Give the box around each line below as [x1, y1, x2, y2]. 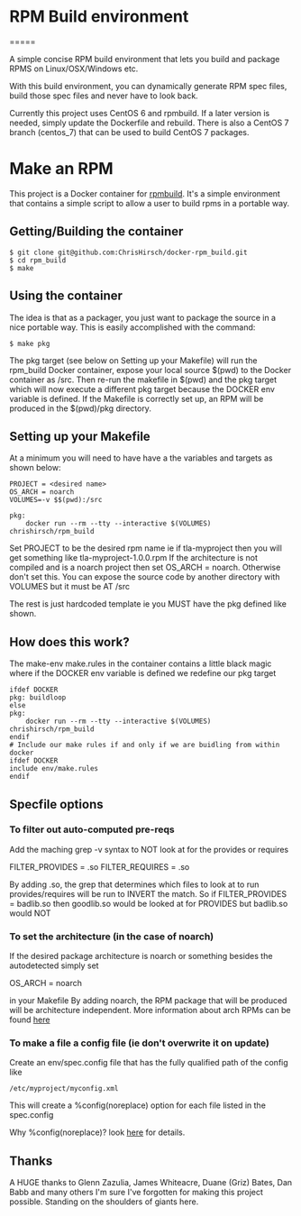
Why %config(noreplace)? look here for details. [9, 1127, 186, 1138]
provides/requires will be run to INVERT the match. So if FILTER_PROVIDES [9, 888, 287, 899]
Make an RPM [9, 159, 114, 179]
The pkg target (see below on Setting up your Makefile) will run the [9, 354, 258, 366]
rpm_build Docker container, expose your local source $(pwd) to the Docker [9, 364, 291, 375]
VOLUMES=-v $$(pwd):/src [9, 496, 103, 505]
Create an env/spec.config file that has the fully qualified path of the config [9, 1057, 288, 1068]
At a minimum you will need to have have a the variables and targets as [9, 453, 273, 463]
